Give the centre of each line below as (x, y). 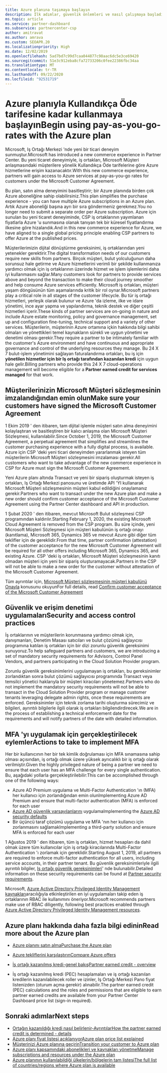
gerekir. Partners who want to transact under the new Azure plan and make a (83, 493)
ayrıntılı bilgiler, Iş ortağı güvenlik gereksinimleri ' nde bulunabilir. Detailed (79, 869)
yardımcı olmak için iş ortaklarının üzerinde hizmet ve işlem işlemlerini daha (82, 269)
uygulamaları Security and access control (70, 615)
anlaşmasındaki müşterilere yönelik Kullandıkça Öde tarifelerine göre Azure (82, 165)
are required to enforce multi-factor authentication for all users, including (80, 858)
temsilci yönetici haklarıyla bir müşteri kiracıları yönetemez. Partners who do (83, 682)
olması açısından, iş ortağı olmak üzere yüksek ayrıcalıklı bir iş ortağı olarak (82, 760)
